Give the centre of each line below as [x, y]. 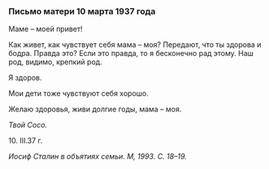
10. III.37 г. [26, 141]
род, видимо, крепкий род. [56, 62]
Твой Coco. [28, 125]
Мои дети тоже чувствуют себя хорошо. [78, 93]
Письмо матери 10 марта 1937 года [82, 11]
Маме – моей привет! [46, 29]
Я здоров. [25, 78]
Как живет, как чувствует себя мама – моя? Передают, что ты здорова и [135, 45]
